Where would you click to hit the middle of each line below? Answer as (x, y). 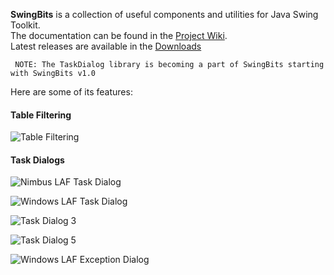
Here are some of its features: (71, 92)
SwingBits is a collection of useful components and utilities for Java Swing (164, 14)
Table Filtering (41, 115)
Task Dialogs (37, 160)
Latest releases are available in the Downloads (106, 46)
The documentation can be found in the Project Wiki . (119, 35)
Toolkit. (25, 25)
